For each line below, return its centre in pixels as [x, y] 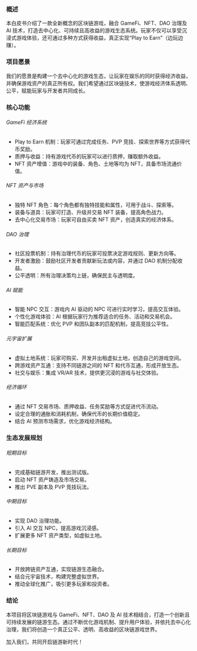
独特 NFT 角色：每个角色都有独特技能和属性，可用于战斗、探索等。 [96, 204]
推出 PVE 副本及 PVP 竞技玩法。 [53, 486]
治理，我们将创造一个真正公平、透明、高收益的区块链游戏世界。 [83, 629]
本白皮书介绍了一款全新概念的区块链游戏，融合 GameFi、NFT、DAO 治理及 [97, 23]
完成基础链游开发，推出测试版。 [53, 472]
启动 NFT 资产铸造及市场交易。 [52, 479]
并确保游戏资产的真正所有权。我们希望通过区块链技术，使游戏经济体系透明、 [98, 83]
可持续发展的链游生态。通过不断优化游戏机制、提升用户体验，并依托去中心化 [98, 622]
